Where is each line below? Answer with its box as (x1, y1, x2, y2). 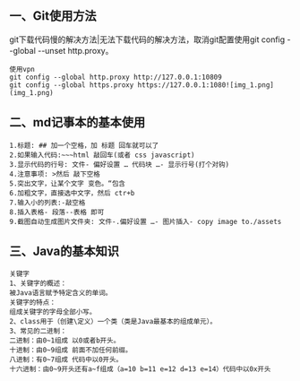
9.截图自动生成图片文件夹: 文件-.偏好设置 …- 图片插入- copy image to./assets (9, 217, 282, 226)
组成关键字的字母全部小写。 (9, 307, 97, 316)
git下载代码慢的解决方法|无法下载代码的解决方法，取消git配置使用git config (9, 34, 286, 45)
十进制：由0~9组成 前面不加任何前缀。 (9, 346, 133, 355)
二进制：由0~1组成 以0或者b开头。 (9, 336, 121, 345)
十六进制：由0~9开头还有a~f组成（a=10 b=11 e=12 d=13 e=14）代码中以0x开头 (9, 365, 271, 374)
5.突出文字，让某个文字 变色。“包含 (9, 178, 125, 188)
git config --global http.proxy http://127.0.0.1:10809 (9, 73, 222, 82)
